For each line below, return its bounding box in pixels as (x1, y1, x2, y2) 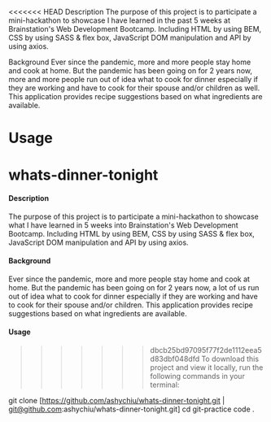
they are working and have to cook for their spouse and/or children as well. (8, 83, 260, 93)
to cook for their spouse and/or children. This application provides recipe (8, 300, 254, 310)
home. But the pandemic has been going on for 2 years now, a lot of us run (8, 282, 260, 292)
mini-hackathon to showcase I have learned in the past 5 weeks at (8, 15, 230, 25)
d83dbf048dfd (150, 354, 200, 363)
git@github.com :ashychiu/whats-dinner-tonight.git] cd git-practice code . (8, 404, 255, 414)
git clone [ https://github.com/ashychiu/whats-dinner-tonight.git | (8, 395, 225, 405)
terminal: (150, 380, 180, 389)
